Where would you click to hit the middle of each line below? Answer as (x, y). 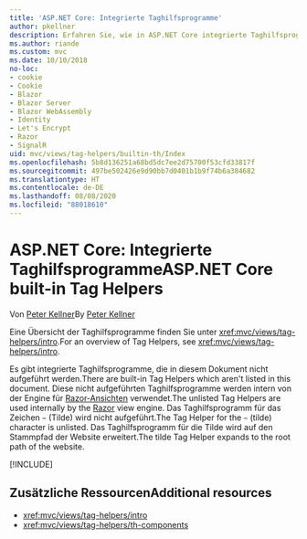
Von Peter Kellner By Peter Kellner (72, 314)
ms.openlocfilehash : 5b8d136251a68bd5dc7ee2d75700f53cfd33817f (132, 162)
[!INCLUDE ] (31, 464)
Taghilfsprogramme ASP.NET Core (142, 269)
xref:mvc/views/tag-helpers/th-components (106, 524)
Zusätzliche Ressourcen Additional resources (141, 493)
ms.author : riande (44, 43)
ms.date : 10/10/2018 (49, 60)
